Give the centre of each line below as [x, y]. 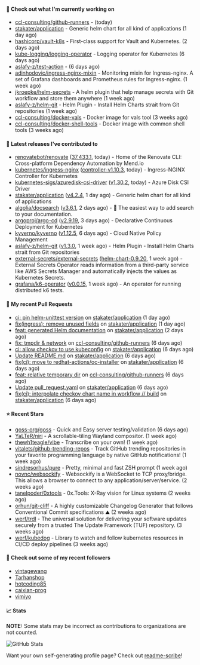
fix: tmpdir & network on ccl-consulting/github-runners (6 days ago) [99, 343]
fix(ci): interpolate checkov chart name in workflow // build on [91, 393]
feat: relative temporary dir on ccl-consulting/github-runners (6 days [99, 375]
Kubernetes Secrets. [40, 278]
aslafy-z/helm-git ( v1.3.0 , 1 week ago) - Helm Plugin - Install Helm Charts [104, 246]
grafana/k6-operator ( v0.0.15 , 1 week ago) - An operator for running [98, 284]
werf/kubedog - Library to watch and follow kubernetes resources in [99, 538]
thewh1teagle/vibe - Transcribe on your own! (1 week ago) [86, 442]
